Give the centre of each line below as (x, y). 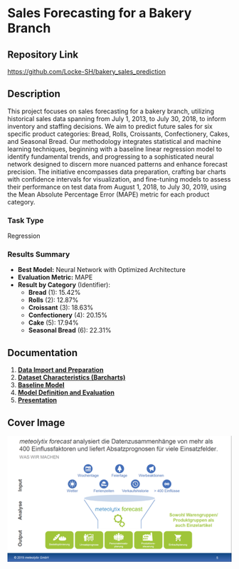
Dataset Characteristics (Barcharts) (71, 377)
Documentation (43, 353)
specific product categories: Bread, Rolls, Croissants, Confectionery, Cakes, (118, 134)
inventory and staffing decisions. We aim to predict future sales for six (110, 126)
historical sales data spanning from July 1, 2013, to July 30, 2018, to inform (117, 118)
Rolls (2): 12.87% (53, 300)
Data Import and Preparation (60, 370)
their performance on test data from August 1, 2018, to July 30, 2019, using (117, 187)
